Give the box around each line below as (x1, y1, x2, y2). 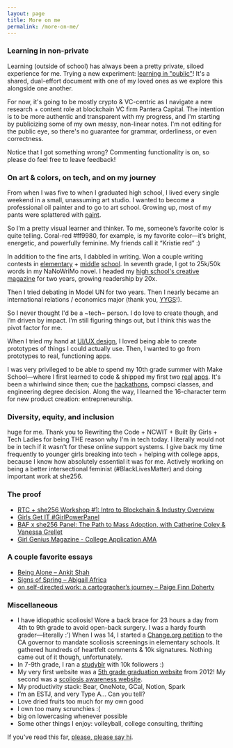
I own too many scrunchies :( (17, 705, 101, 713)
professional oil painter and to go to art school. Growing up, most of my (7, 203, 212, 211)
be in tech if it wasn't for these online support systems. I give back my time (7, 443, 223, 451)
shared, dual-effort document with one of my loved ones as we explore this (7, 76, 223, 85)
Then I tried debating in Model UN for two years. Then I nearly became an (7, 288, 219, 296)
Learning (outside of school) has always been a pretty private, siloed (7, 62, 204, 70)
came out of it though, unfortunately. (17, 653, 123, 661)
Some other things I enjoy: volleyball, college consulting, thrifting (17, 719, 203, 728)
